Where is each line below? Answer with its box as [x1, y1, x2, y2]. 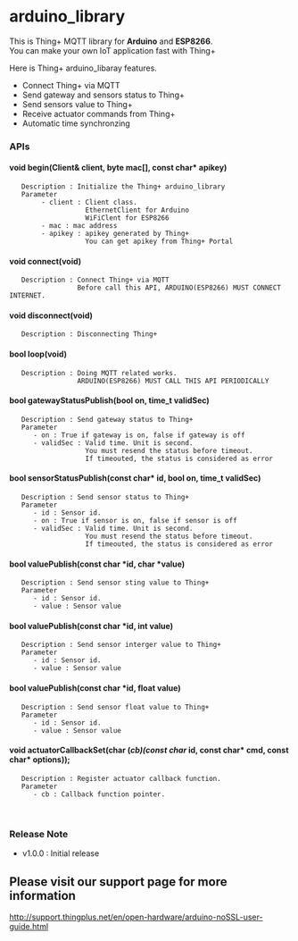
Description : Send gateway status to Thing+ [21, 415, 194, 424]
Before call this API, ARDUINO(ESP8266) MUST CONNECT [77, 283, 281, 292]
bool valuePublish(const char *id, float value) [9, 683, 181, 693]
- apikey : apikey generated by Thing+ [41, 230, 190, 239]
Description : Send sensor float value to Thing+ [21, 702, 210, 711]
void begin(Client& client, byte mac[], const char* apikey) [9, 163, 228, 173]
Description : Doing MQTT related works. [21, 368, 178, 377]
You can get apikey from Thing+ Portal [85, 237, 234, 247]
